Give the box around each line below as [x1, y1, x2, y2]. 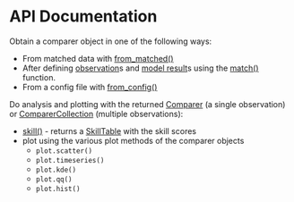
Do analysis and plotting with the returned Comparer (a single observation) [9, 98, 286, 109]
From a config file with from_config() [22, 81, 158, 92]
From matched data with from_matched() [22, 53, 174, 63]
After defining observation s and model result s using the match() [22, 63, 259, 73]
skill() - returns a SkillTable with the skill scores [22, 125, 197, 136]
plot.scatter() [35, 146, 92, 156]
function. [22, 72, 56, 82]
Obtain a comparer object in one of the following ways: [9, 36, 212, 46]
